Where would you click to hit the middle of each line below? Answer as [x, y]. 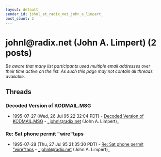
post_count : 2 [20, 18]
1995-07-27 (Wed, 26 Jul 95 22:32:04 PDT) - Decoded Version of [78, 116]
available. [16, 77]
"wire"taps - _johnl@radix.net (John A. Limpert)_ [61, 149]
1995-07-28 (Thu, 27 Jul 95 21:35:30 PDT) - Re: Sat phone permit [78, 144]
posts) [19, 53]
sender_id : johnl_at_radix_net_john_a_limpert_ [55, 14]
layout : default [22, 9]
